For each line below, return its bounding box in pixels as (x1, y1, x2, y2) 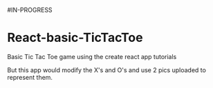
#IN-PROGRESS (7, 6, 53, 14)
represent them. (7, 73, 53, 81)
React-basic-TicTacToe (7, 30, 143, 45)
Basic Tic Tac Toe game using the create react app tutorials (7, 52, 177, 60)
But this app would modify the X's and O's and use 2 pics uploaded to (7, 65, 206, 74)
